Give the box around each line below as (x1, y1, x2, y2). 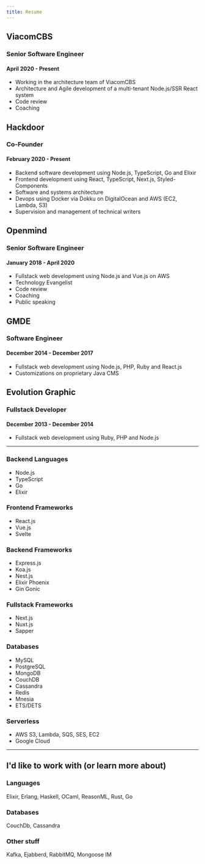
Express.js (15, 559, 41, 567)
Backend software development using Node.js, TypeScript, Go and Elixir (15, 169, 196, 176)
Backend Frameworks (6, 545, 73, 554)
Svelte (15, 530, 32, 537)
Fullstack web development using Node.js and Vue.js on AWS (15, 273, 170, 280)
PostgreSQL (15, 663, 46, 670)
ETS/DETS (15, 702, 41, 709)
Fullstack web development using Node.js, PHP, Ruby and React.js (15, 363, 182, 370)
